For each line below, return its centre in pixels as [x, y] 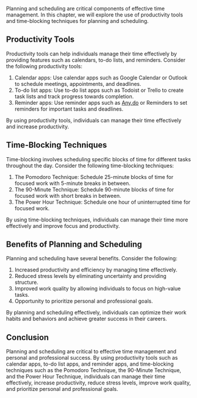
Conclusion [28, 337]
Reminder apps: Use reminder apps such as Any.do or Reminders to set [101, 102]
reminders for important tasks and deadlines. [69, 109]
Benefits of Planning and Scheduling [74, 245]
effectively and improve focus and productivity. [63, 225]
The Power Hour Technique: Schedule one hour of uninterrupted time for [102, 202]
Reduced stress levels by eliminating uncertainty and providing [91, 276]
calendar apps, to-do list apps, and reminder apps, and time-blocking [90, 364]
